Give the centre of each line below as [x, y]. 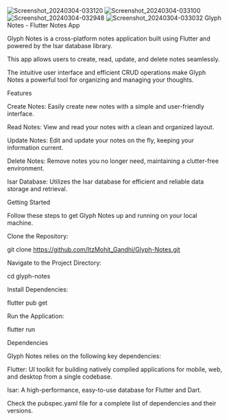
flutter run [21, 329]
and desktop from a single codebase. [60, 377]
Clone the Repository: [38, 236]
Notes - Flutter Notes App [44, 25]
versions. [20, 410]
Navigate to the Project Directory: [54, 263]
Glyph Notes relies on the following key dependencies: [84, 356]
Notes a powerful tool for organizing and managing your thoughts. [100, 80]
